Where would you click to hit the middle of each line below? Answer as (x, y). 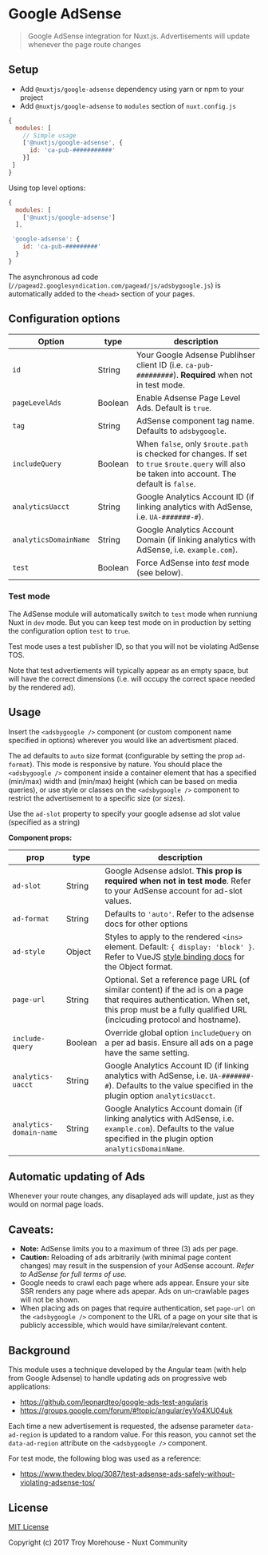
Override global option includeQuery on (178, 1032)
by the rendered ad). (42, 687)
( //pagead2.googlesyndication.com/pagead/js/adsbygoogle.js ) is (114, 285)
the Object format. (139, 966)
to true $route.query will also (191, 463)
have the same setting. (147, 1052)
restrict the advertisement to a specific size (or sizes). (97, 798)
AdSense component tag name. (195, 420)
